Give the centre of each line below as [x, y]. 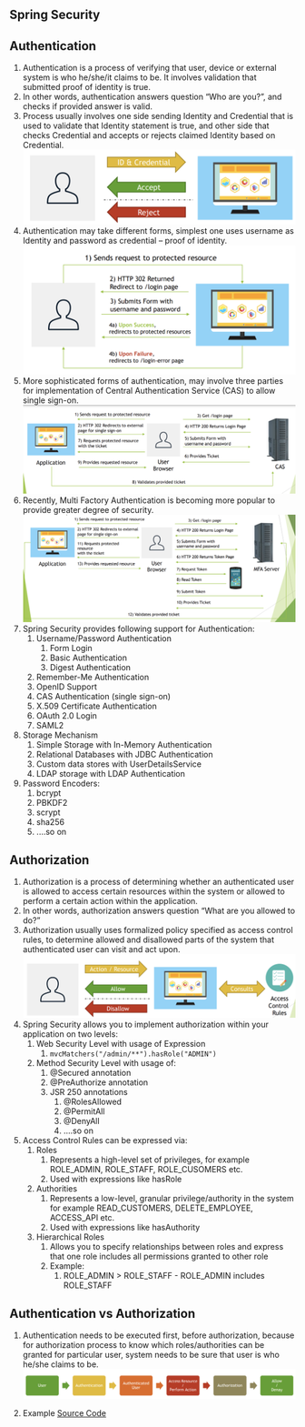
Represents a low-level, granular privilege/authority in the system [172, 1198]
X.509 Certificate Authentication [96, 706]
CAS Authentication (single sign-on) [103, 696]
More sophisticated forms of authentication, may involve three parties [153, 380]
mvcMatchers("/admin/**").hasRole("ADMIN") [133, 1054]
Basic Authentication [88, 658]
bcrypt [49, 793]
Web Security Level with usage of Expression [121, 1043]
